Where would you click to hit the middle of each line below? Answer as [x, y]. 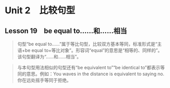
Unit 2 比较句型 [40, 10]
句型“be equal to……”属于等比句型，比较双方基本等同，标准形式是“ [87, 44]
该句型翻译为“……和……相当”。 [49, 57]
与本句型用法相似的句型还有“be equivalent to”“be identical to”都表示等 [91, 67]
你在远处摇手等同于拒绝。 [44, 80]
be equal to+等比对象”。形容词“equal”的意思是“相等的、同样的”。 [94, 50]
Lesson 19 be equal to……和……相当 [66, 31]
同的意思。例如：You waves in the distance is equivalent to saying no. [91, 74]
